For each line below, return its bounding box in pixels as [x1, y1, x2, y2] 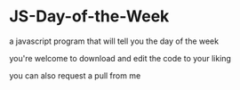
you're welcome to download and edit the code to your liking [9, 53, 231, 63]
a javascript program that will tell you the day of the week [9, 36, 220, 46]
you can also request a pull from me [9, 70, 141, 81]
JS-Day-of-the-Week [9, 6, 170, 27]
